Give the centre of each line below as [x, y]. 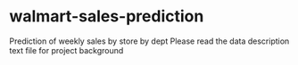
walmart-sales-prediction [107, 16]
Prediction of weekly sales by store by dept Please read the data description [149, 41]
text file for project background [66, 50]
